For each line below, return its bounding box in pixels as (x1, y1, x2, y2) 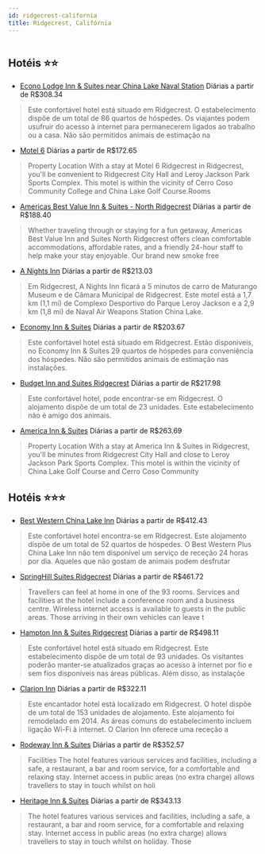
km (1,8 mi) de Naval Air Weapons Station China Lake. (27, 307, 204, 317)
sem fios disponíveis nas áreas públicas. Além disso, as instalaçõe (27, 668, 245, 679)
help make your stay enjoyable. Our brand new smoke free (27, 251, 220, 260)
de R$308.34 (19, 90, 63, 99)
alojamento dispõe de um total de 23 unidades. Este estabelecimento (27, 402, 254, 412)
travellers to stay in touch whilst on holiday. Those (27, 837, 192, 846)
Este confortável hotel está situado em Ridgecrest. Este (27, 644, 209, 653)
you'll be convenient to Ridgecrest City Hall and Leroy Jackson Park (27, 170, 250, 179)
